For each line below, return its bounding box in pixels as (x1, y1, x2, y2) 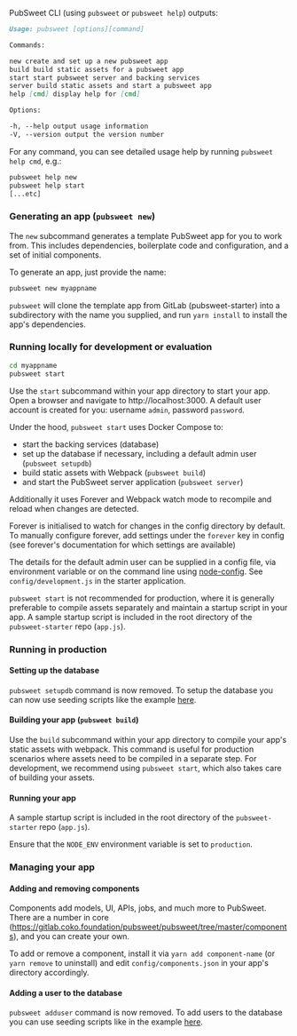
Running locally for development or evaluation (9, 341, 213, 354)
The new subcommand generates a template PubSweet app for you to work (9, 230, 282, 241)
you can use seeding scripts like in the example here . (9, 1016, 204, 1027)
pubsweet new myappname (9, 283, 98, 292)
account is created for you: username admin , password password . (9, 404, 246, 415)
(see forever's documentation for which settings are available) (9, 539, 237, 550)
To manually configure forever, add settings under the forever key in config (9, 530, 285, 540)
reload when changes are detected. (9, 503, 139, 514)
